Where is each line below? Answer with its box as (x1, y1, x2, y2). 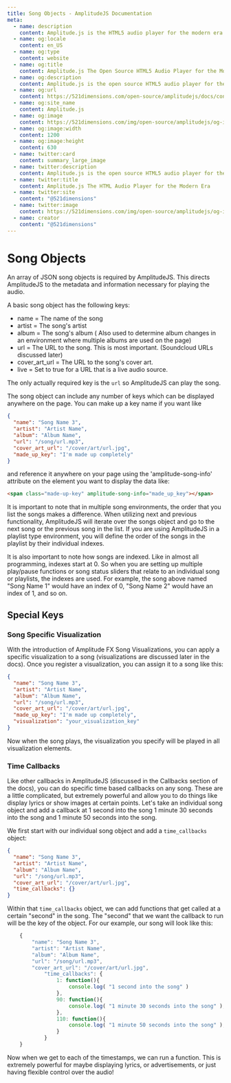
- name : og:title (13, 61, 63, 68)
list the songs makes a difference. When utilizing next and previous (7, 510, 197, 519)
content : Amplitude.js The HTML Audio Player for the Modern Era (19, 183, 211, 190)
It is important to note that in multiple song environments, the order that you (7, 503, 221, 511)
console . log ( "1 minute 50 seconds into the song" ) (68, 1022, 223, 1029)
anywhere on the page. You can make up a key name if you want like (7, 399, 201, 407)
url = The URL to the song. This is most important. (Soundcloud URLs (16, 344, 213, 352)
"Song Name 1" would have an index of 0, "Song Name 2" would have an (7, 582, 213, 590)
